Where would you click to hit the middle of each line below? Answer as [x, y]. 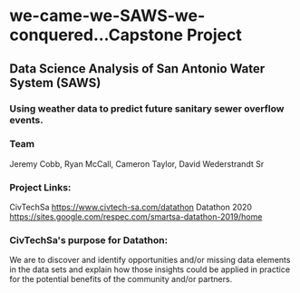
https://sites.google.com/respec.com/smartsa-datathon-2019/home [136, 217]
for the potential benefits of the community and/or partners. [121, 279]
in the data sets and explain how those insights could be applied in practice [150, 269]
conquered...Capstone [97, 35]
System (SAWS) [55, 83]
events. [26, 120]
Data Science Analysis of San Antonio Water [137, 68]
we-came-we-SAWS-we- [107, 16]
